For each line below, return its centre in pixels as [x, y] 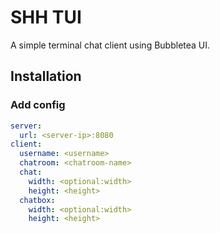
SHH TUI [46, 17]
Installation [46, 76]
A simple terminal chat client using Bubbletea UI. [110, 45]
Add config [38, 105]
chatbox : [37, 200]
